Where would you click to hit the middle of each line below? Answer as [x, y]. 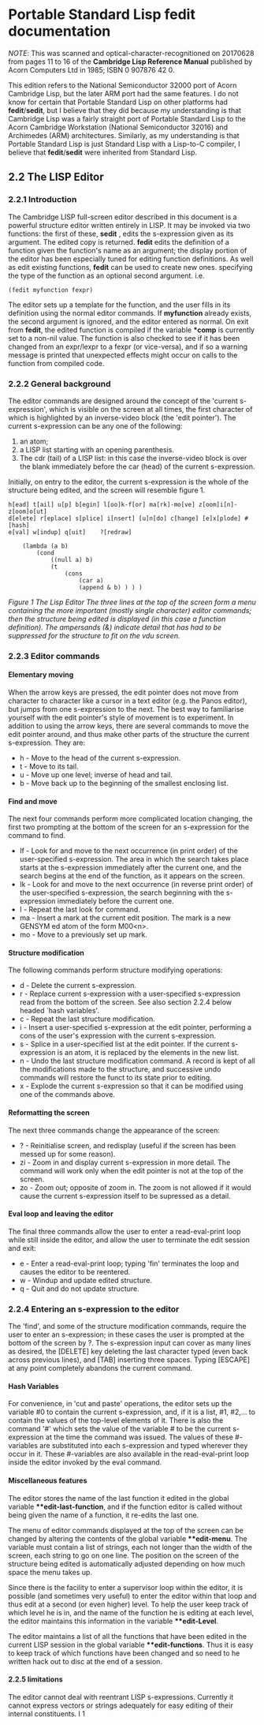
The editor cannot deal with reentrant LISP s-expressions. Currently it [121, 1697]
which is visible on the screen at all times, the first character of [151, 409]
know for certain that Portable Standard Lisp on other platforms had [118, 102]
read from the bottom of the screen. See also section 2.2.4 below [126, 1002]
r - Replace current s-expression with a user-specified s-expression [130, 994]
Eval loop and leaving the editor [61, 1214]
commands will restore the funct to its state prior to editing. [116, 1078]
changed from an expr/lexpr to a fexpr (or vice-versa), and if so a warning [128, 346]
